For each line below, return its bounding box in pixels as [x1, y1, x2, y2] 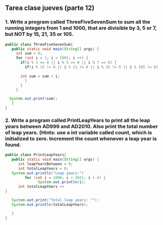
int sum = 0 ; [16, 51, 42, 56]
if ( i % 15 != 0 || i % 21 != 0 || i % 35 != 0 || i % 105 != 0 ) [24, 65, 159, 70]
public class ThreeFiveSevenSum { [5, 42, 73, 47]
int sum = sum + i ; [20, 73, 60, 79]
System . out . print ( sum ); [9, 96, 58, 101]
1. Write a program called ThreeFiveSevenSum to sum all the [5, 19, 150, 25]
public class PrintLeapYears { [5, 153, 67, 157]
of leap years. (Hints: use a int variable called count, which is [5, 129, 152, 136]
